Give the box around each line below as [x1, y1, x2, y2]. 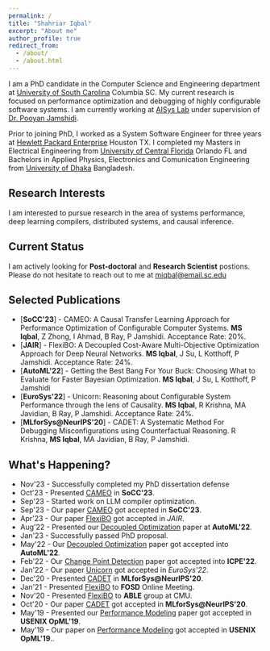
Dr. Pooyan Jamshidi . [8, 113, 79, 123]
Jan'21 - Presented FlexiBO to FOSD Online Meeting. [19, 582, 195, 592]
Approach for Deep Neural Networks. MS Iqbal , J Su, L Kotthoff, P [19, 348, 239, 359]
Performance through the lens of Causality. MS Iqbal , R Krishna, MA [19, 400, 247, 410]
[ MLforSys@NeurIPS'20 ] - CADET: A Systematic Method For [19, 417, 225, 428]
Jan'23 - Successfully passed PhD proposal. [19, 531, 168, 540]
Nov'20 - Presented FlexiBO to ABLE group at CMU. [19, 590, 193, 601]
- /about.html [15, 57, 63, 65]
